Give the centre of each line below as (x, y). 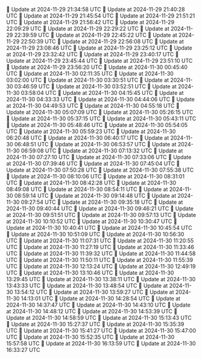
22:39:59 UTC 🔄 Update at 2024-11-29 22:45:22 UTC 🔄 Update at (96, 35)
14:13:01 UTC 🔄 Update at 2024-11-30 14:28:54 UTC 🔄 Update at (101, 298)
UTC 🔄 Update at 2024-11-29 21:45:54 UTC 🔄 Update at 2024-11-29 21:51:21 (101, 16)
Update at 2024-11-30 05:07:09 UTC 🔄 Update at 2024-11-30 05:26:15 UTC (100, 112)
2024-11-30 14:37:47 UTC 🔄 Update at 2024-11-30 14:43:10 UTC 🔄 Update (99, 305)
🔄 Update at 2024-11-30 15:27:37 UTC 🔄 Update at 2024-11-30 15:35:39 (95, 324)
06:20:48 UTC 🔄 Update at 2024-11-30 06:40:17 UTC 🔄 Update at (88, 138)
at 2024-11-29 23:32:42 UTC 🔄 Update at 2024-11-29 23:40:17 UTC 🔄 (93, 54)
